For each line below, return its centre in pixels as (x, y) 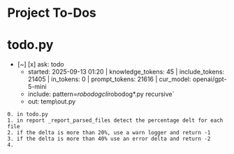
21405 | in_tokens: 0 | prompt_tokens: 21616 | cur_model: (109, 79)
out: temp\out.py (52, 101)
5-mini (37, 87)
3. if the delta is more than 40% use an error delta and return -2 (109, 139)
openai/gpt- (210, 79)
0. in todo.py (28, 114)
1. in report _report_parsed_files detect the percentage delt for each (115, 120)
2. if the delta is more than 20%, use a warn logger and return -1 (109, 133)
